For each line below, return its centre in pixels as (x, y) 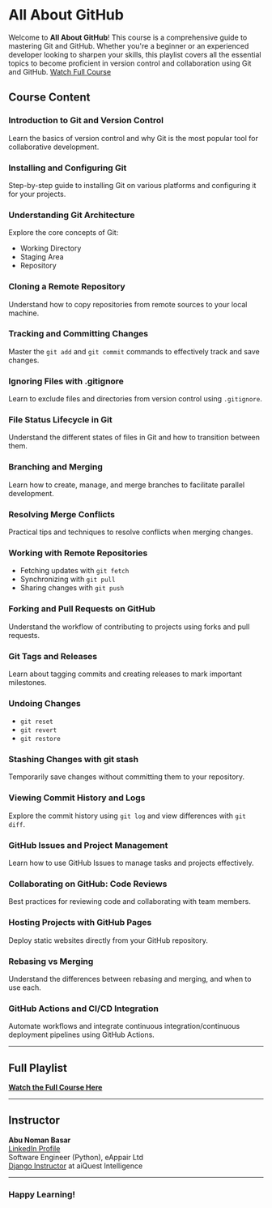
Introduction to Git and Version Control (86, 121)
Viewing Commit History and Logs (77, 798)
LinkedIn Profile (34, 1148)
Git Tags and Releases (53, 656)
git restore (40, 739)
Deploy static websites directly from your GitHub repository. (108, 940)
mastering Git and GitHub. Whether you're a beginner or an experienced (129, 45)
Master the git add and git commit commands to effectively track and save (134, 351)
